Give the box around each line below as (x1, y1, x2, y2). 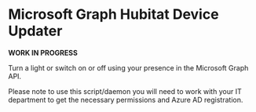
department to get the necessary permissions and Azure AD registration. (8, 95, 243, 104)
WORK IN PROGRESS (8, 48, 79, 57)
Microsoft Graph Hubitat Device (8, 5, 219, 23)
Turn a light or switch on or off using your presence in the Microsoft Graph (8, 63, 249, 72)
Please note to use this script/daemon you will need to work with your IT (8, 86, 242, 96)
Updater (8, 22, 63, 40)
